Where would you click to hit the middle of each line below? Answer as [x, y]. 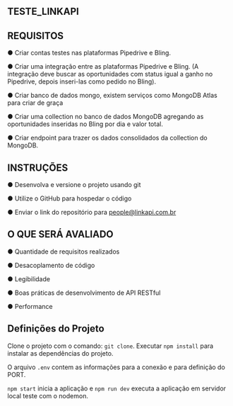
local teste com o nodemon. [48, 395]
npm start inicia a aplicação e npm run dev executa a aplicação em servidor [117, 388]
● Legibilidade [29, 278]
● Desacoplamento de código [51, 265]
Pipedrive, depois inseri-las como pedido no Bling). [82, 81]
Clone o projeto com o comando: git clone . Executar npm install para [110, 346]
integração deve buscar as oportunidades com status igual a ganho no [110, 74]
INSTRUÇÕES [38, 168]
